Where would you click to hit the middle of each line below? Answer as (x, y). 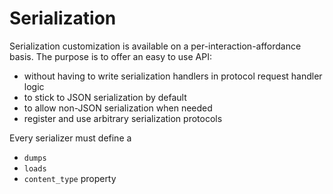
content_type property (70, 178)
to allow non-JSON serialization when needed (118, 108)
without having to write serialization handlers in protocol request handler (173, 76)
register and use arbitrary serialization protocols (123, 118)
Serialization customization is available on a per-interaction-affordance (155, 46)
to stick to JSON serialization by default (105, 97)
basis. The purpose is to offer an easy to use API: (110, 56)
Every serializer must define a (70, 138)
